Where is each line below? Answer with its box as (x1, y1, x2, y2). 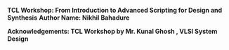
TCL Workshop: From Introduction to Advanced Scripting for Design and (7, 6, 223, 14)
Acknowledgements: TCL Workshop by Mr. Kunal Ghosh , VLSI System (7, 27, 218, 35)
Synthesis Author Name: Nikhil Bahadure (7, 13, 130, 22)
